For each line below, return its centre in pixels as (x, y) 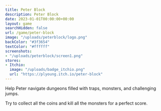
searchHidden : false (27, 28)
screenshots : (19, 51)
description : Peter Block (32, 14)
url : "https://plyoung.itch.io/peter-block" (56, 74)
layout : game (19, 24)
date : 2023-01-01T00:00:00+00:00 (40, 19)
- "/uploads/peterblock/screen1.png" (44, 56)
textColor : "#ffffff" (27, 47)
